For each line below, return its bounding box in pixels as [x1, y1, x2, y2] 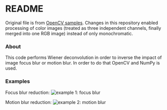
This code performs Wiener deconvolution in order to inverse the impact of [5, 54, 162, 61]
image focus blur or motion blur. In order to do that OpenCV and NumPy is [5, 60, 160, 66]
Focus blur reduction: [5, 89, 50, 95]
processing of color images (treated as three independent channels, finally [5, 25, 161, 31]
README [5, 3, 44, 15]
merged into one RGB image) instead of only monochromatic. [5, 30, 133, 36]
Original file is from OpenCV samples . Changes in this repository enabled [5, 20, 158, 26]
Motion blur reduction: [5, 99, 52, 105]
